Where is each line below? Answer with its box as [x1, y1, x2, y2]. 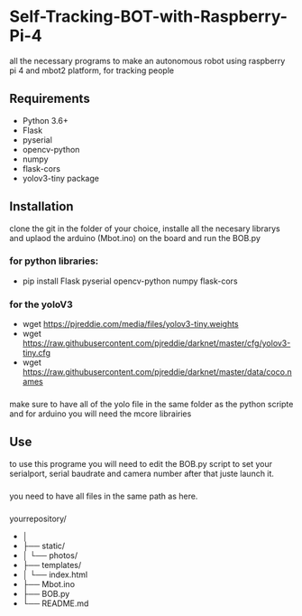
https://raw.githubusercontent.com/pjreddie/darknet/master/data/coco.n [22, 367, 292, 378]
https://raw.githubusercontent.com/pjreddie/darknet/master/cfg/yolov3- [22, 338, 291, 349]
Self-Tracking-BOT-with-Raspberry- [9, 6, 288, 27]
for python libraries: [9, 255, 99, 267]
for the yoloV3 [9, 298, 74, 311]
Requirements [9, 91, 90, 107]
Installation [9, 199, 74, 214]
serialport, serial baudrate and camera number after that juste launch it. [9, 468, 275, 479]
